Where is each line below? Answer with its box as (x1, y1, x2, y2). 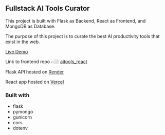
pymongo (12, 109, 33, 115)
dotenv (12, 125, 28, 131)
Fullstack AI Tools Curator (5, 4, 90, 13)
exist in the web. (5, 38, 40, 45)
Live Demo (5, 48, 28, 54)
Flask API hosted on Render (5, 69, 64, 75)
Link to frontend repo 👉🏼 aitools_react (5, 59, 87, 65)
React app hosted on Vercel (5, 79, 64, 85)
